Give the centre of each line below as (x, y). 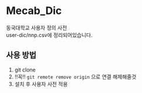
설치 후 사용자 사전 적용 (41, 84)
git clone (25, 70)
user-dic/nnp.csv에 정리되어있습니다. (49, 35)
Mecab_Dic (34, 11)
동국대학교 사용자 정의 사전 (37, 27)
